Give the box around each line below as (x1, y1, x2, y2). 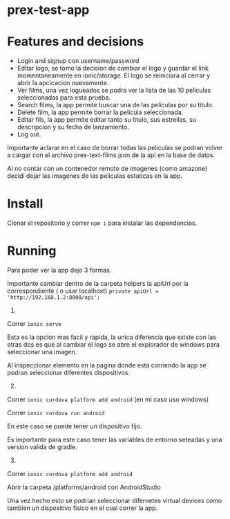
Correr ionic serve (7, 320, 62, 327)
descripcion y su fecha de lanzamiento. (17, 123, 130, 131)
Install (7, 196, 44, 212)
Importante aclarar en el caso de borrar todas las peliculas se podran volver (7, 144, 223, 152)
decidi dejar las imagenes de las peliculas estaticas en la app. (7, 172, 183, 180)
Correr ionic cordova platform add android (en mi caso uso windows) (7, 395, 209, 403)
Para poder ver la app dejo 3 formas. (7, 266, 112, 274)
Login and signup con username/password (17, 57, 140, 65)
